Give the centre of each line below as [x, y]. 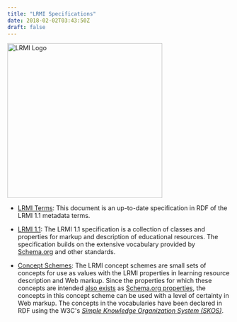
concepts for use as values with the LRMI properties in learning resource [123, 273]
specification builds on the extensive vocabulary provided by [106, 244]
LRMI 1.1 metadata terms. [54, 216]
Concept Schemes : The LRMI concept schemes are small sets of [112, 265]
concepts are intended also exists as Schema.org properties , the [112, 288]
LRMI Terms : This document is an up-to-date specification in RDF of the [122, 208]
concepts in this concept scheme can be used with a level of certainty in [123, 296]
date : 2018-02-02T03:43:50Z [49, 21]
